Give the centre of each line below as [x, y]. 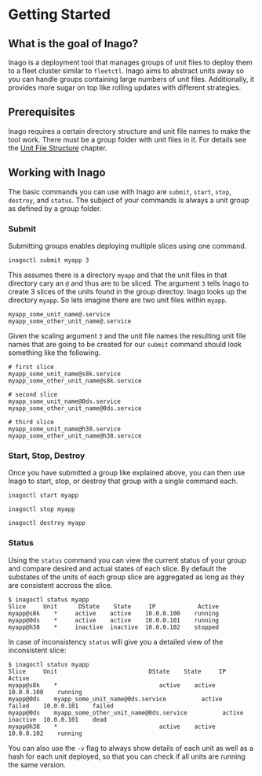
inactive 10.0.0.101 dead [58, 719]
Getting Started [60, 15]
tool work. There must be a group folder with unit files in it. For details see [127, 139]
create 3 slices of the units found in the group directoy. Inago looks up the [127, 291]
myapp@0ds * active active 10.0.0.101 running [114, 620]
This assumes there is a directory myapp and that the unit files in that [118, 275]
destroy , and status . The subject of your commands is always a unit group [129, 200]
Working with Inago [57, 173]
